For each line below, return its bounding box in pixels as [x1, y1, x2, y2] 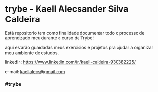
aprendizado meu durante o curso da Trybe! [5, 35, 94, 41]
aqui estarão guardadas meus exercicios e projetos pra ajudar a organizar [5, 44, 154, 50]
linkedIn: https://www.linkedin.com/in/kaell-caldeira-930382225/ [5, 59, 136, 65]
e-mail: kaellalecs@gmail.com [5, 68, 65, 74]
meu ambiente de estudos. [5, 50, 59, 55]
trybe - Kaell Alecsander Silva [5, 3, 129, 15]
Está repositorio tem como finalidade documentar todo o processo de [5, 30, 145, 36]
